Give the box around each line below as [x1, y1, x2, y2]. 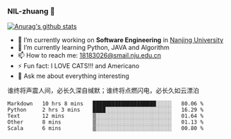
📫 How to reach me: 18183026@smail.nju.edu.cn [17, 51, 161, 60]
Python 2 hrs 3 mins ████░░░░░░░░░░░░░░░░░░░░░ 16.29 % [7, 107, 203, 114]
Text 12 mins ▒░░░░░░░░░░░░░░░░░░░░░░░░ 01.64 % [7, 112, 203, 120]
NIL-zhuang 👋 [7, 6, 55, 16]
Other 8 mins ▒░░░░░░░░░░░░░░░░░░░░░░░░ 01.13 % [7, 119, 203, 126]
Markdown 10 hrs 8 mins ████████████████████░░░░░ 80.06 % [7, 100, 203, 107]
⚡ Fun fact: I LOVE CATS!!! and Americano [17, 62, 140, 70]
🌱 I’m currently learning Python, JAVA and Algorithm [17, 44, 170, 52]
